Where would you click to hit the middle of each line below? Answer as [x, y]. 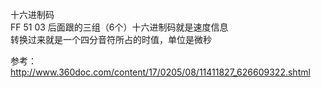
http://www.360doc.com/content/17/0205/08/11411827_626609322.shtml [160, 72]
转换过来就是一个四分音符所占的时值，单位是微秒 [111, 39]
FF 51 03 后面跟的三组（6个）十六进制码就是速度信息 [119, 27]
